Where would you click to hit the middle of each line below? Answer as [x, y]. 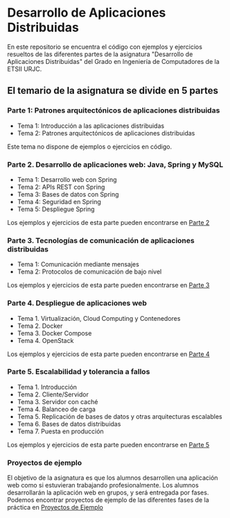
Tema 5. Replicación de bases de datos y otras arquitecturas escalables [120, 416]
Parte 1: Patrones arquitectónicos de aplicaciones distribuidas [114, 110]
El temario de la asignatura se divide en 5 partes [113, 91]
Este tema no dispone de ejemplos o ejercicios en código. [89, 147]
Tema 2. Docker [40, 326]
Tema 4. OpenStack [45, 340]
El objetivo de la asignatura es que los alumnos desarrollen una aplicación [113, 478]
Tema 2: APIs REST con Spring [61, 187]
